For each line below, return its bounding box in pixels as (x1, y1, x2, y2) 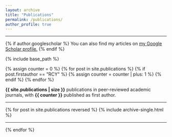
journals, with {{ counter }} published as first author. (5, 92, 116, 98)
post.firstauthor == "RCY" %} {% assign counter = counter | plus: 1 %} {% (5, 71, 162, 77)
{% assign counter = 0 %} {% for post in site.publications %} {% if (5, 66, 145, 72)
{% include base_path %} (5, 56, 59, 62)
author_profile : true (5, 21, 52, 27)
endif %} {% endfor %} (5, 77, 54, 83)
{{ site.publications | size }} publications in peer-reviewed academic (5, 86, 151, 93)
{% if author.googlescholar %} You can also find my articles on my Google (5, 40, 162, 47)
